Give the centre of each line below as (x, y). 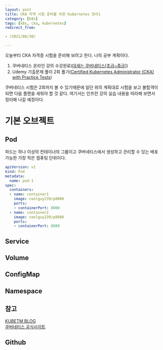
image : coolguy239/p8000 (39, 199)
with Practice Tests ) (32, 77)
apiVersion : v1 (20, 167)
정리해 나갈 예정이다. (25, 100)
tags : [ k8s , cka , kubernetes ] (36, 23)
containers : (22, 190)
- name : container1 (29, 194)
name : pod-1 (22, 181)
